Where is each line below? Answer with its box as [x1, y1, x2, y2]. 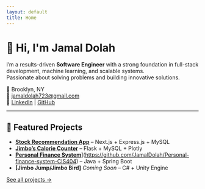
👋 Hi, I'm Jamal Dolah [6, 41, 116, 55]
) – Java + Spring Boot [76, 158, 132, 165]
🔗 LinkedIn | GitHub [6, 99, 56, 106]
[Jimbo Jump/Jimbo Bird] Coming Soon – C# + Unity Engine [15, 164, 168, 171]
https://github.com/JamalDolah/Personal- [85, 151, 189, 159]
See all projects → [6, 176, 52, 184]
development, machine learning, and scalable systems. [6, 68, 145, 75]
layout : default [6, 9, 48, 15]
